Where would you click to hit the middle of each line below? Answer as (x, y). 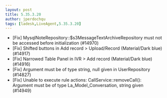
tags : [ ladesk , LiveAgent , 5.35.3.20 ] (43, 24)
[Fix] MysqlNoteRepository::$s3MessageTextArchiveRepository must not (87, 38)
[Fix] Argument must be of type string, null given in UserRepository (81, 70)
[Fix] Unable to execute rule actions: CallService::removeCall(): (77, 80)
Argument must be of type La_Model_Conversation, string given (78, 86)
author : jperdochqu (25, 19)
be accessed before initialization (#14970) (55, 43)
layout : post (19, 10)
